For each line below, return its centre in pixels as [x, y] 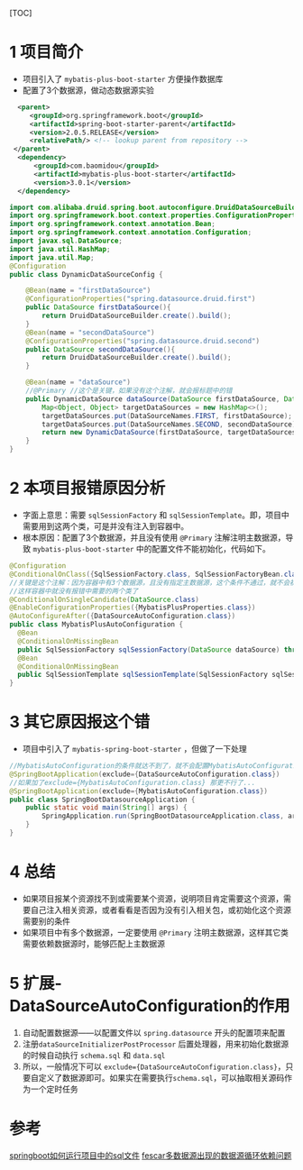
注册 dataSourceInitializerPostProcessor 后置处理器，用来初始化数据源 [156, 1044]
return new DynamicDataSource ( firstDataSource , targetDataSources [169, 433]
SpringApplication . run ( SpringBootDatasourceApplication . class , [163, 816]
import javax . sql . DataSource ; [66, 241]
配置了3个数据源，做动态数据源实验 [88, 90]
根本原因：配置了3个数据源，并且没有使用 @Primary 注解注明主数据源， [154, 537]
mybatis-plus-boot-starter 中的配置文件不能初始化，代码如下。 [151, 548]
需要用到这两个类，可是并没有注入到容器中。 [106, 526]
